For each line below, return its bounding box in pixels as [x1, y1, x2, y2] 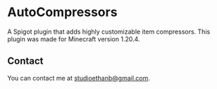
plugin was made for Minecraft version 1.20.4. [7, 34, 140, 43]
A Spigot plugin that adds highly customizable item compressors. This [7, 27, 211, 36]
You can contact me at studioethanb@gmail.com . [7, 74, 150, 82]
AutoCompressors [7, 4, 118, 20]
